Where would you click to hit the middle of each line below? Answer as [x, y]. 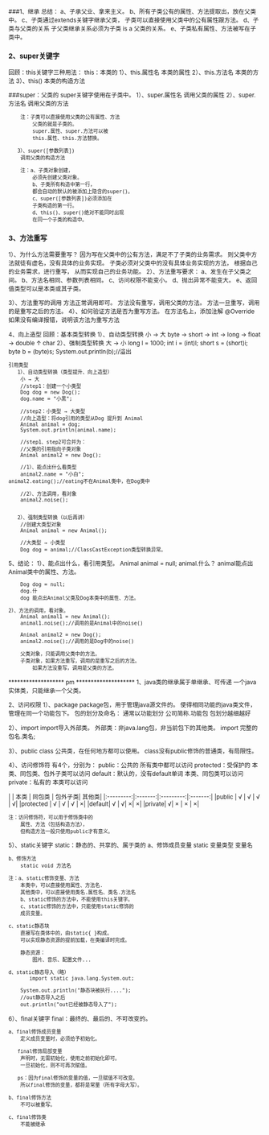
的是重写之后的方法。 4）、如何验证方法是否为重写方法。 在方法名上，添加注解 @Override [132, 312]
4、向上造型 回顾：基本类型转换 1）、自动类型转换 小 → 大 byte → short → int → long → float [134, 335]
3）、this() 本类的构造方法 [51, 81]
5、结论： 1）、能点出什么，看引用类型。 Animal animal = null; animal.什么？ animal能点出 [131, 564]
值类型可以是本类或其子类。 [47, 289]
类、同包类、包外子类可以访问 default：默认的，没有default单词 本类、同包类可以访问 [126, 774]
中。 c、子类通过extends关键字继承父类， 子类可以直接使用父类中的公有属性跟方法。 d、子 [134, 20]
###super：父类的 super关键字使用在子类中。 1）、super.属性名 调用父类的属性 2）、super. [132, 95]
